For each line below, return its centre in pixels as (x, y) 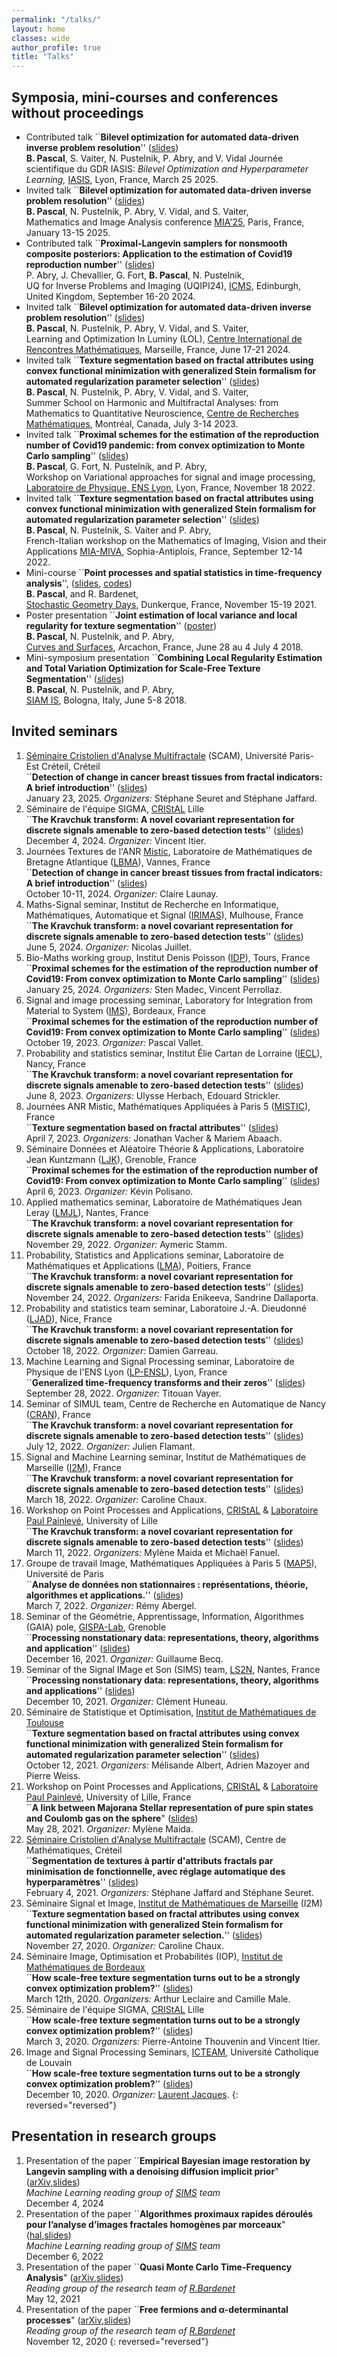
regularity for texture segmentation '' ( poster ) (121, 625)
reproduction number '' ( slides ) (90, 264)
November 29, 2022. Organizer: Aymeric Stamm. (126, 1244)
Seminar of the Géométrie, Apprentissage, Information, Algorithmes (164, 1616)
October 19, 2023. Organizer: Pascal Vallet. (114, 1042)
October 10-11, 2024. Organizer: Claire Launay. (122, 893)
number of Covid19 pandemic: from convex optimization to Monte (165, 445)
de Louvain (49, 2062)
